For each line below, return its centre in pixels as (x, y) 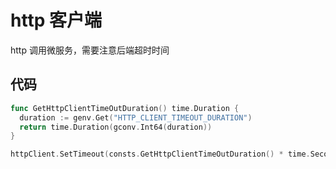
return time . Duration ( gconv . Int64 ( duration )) (116, 127)
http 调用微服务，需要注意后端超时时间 (90, 50)
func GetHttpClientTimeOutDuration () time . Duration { (125, 108)
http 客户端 (56, 20)
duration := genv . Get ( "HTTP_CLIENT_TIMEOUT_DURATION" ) (136, 117)
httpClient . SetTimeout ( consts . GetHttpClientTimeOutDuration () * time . (160, 154)
